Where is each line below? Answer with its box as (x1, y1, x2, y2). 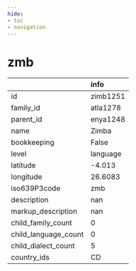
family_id (11, 103, 40, 113)
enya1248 (90, 115, 125, 125)
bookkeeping (11, 137, 55, 147)
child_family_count (11, 218, 72, 228)
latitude (11, 161, 36, 171)
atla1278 (90, 103, 122, 113)
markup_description (11, 207, 78, 217)
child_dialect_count (11, 241, 75, 251)
